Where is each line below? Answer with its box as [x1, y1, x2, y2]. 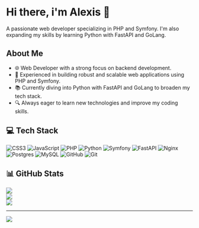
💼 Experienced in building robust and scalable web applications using [14, 71, 185, 78]
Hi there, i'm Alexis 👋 [6, 5, 111, 19]
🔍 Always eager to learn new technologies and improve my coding [14, 99, 178, 106]
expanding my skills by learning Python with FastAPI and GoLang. [6, 31, 166, 38]
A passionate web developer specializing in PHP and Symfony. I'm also [6, 25, 179, 32]
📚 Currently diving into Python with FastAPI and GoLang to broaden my [14, 84, 191, 91]
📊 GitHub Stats [6, 169, 64, 179]
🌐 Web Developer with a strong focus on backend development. [14, 64, 172, 71]
